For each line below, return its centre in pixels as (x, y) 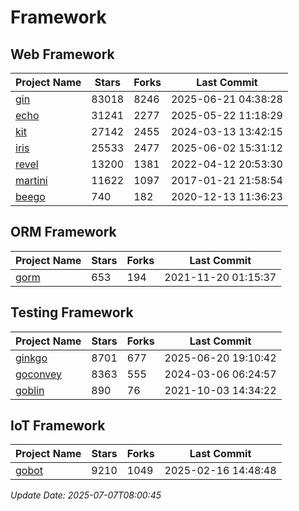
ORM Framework (63, 232)
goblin (30, 390)
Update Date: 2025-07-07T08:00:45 (86, 495)
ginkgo (31, 358)
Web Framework (62, 54)
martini (31, 180)
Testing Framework (72, 312)
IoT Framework (58, 426)
